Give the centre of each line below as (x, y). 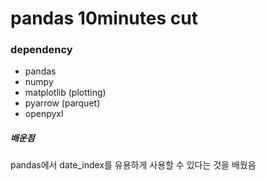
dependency (41, 50)
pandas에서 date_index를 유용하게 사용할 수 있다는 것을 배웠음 (133, 165)
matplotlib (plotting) (65, 93)
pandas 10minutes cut (104, 18)
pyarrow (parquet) (62, 103)
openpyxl (44, 114)
